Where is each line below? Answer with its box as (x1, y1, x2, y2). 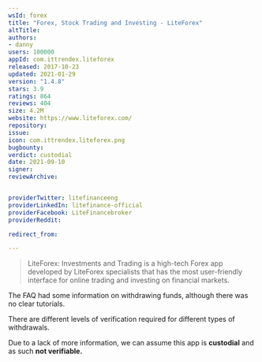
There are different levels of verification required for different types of (8, 315, 235, 324)
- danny (8, 41, 34, 49)
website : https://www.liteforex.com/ (8, 114, 133, 122)
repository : (8, 121, 47, 129)
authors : (8, 33, 37, 42)
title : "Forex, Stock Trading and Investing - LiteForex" (8, 19, 203, 27)
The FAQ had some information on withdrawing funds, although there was (8, 291, 249, 300)
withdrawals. (8, 323, 50, 332)
